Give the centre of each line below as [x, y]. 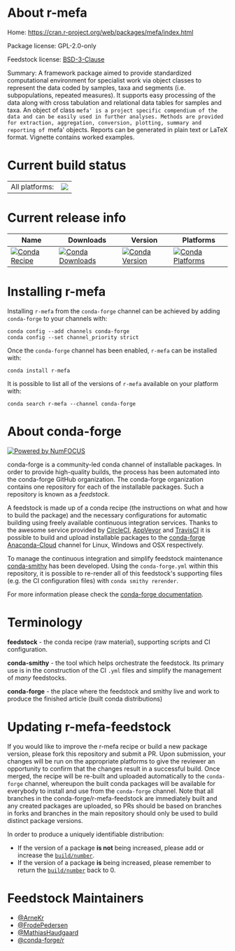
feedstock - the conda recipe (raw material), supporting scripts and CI [109, 642]
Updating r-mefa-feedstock [89, 727]
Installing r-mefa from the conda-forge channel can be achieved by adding [114, 311]
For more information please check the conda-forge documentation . [106, 594]
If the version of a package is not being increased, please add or [111, 848]
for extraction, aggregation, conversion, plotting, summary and [104, 123]
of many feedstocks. [37, 678]
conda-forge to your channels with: [57, 318]
